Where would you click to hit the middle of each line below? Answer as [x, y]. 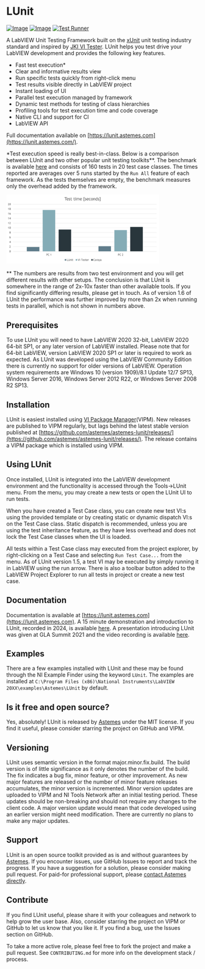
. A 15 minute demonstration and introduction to [134, 622]
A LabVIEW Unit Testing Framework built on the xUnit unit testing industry [99, 40]
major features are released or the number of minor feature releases [92, 782]
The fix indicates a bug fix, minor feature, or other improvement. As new [97, 776]
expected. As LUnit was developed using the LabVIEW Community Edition [99, 360]
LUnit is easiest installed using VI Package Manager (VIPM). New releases [99, 420]
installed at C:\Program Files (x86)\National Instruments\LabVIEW [91, 681]
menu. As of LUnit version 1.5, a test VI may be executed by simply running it [103, 562]
